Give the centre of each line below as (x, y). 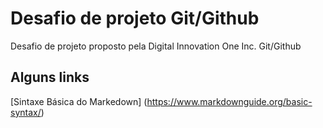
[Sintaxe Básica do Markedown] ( (79, 101)
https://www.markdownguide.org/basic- (229, 101)
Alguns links (50, 77)
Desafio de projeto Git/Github (135, 18)
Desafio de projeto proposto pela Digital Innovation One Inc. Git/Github (156, 46)
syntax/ (26, 112)
